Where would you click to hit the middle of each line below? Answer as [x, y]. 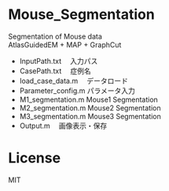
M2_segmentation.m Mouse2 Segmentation [90, 107]
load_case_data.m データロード [73, 81]
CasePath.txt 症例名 [55, 71]
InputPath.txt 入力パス [59, 61]
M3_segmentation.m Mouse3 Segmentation [90, 116]
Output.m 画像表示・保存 [63, 125]
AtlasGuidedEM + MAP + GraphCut [65, 44]
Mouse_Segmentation [81, 15]
